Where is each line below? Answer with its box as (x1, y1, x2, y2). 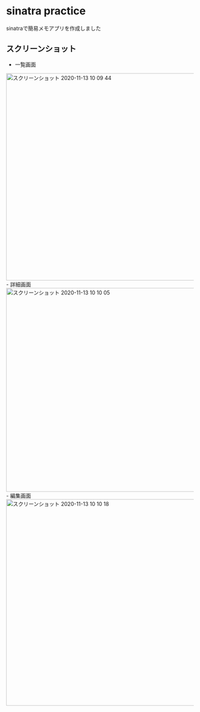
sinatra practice (6, 4, 86, 18)
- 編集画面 (6, 492, 32, 499)
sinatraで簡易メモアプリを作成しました (6, 24, 101, 32)
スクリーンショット (6, 44, 76, 54)
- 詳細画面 (6, 281, 32, 288)
